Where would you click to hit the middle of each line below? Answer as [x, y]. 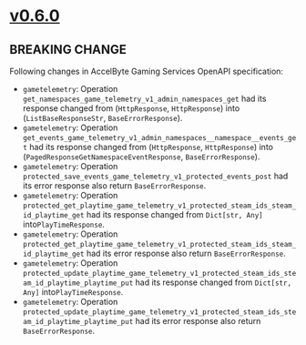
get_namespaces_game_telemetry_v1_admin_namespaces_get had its [144, 98]
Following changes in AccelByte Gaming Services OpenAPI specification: [147, 71]
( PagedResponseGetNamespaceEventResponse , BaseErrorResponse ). [141, 157]
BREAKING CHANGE [68, 50]
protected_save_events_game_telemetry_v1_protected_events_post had [155, 176]
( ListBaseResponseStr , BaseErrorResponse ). [102, 118]
